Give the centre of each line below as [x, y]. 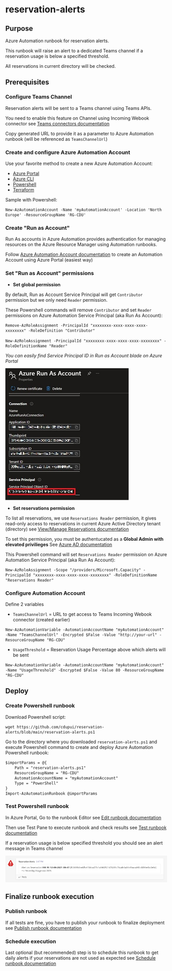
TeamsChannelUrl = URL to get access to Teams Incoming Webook [82, 614]
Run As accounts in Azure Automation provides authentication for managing [85, 239]
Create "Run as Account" [38, 228]
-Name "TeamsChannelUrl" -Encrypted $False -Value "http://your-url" [81, 635]
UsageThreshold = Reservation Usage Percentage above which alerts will [89, 649]
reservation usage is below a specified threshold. [57, 56]
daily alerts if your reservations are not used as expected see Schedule [81, 958]
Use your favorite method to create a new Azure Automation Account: [79, 163]
